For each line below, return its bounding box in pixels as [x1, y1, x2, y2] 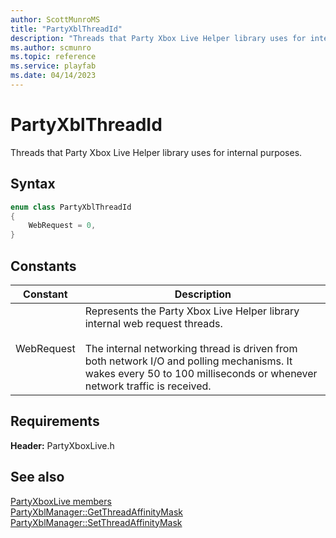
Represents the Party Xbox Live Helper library [84, 304, 300, 318]
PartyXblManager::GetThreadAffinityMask [10, 506, 183, 518]
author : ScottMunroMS [10, 14, 101, 25]
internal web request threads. [84, 316, 223, 330]
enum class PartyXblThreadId [10, 202, 132, 212]
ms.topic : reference [10, 52, 97, 62]
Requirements [10, 413, 100, 430]
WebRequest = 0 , [28, 221, 97, 231]
